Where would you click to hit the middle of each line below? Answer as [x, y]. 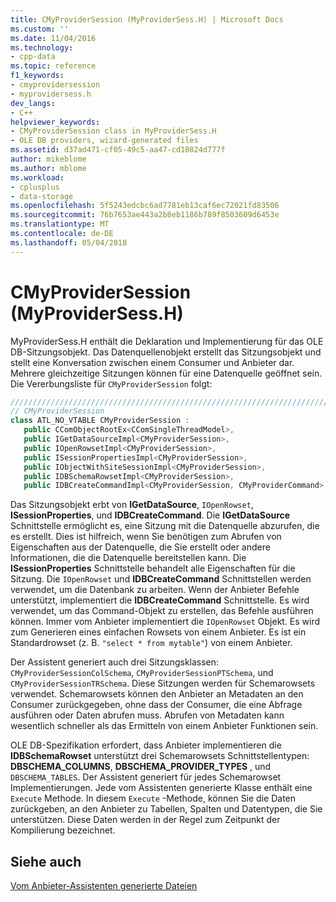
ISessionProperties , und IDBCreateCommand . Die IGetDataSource [150, 515]
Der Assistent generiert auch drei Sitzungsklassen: [115, 662]
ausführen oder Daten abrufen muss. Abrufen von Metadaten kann [147, 715]
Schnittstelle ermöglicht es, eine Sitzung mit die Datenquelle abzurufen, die [165, 526]
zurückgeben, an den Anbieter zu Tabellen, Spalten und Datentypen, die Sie [166, 809]
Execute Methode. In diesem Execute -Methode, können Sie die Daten [153, 798]
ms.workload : [37, 177]
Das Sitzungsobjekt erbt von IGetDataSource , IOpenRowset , [132, 505]
